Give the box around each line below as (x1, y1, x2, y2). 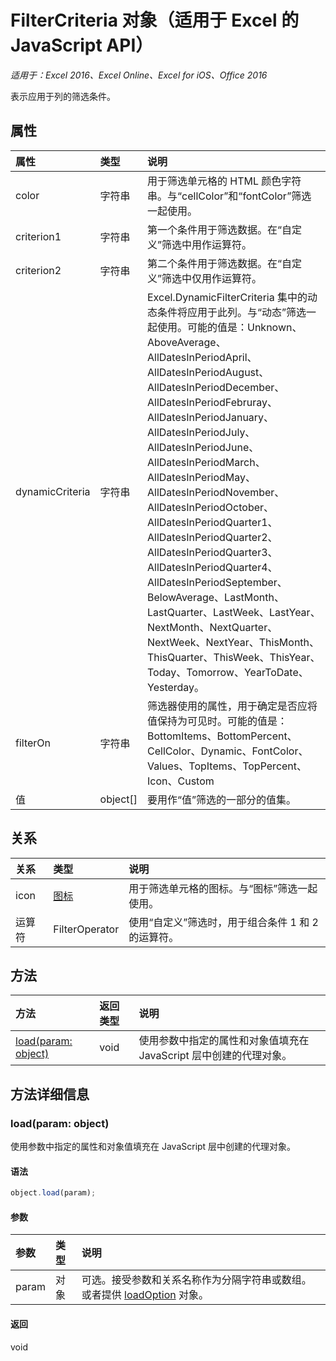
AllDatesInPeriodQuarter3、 (147, 545, 278, 559)
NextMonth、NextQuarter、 (147, 620, 278, 634)
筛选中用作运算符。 (161, 237, 253, 251)
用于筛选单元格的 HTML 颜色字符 (147, 174, 302, 188)
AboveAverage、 (147, 335, 227, 349)
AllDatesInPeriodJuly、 (147, 425, 256, 439)
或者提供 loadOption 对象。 (81, 1288, 209, 1302)
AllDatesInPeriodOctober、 (147, 500, 275, 514)
